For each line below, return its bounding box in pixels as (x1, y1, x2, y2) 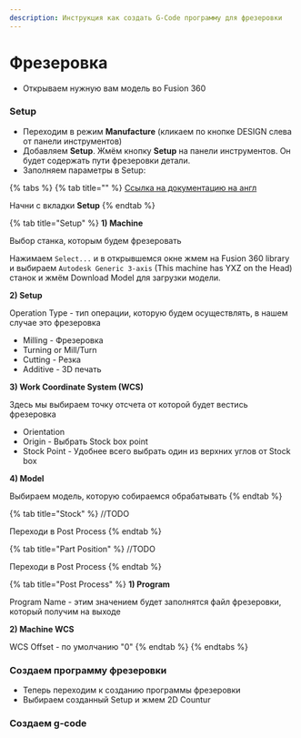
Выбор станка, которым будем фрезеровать (9, 235, 182, 246)
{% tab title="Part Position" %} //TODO (9, 543, 156, 554)
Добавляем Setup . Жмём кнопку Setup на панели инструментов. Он (22, 145, 291, 156)
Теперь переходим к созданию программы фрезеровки (22, 684, 241, 696)
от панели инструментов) (22, 136, 123, 147)
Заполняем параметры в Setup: (22, 165, 146, 176)
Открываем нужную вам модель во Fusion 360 (22, 83, 206, 94)
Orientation (22, 426, 65, 437)
